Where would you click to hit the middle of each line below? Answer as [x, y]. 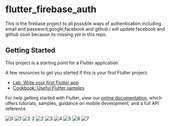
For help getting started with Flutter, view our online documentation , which [84, 97]
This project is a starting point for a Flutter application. [62, 63]
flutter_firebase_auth [51, 9]
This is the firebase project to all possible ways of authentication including [83, 23]
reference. [16, 109]
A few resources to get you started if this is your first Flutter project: [77, 72]
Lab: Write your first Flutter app [46, 82]
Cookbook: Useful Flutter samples [48, 88]
